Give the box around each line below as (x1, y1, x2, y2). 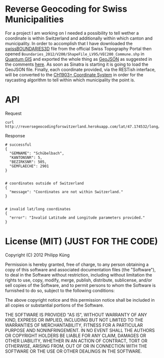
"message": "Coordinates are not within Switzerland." (9, 189, 123, 194)
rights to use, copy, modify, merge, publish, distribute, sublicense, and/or (5, 277, 152, 283)
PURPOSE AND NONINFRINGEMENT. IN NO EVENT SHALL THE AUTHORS (5, 327, 155, 333)
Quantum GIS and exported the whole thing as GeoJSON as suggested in (5, 56, 152, 62)
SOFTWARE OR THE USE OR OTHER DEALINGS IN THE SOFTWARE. (5, 348, 142, 354)
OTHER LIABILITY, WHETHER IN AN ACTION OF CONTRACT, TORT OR (5, 337, 147, 344)
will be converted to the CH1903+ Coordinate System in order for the (5, 72, 143, 77)
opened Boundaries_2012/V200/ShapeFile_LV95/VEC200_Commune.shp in (5, 51, 145, 57)
